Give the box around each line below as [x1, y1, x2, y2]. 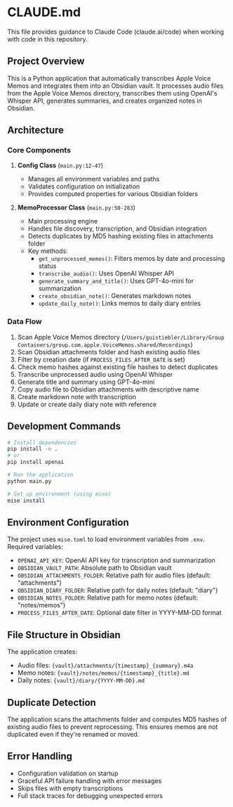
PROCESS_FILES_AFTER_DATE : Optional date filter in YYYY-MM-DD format [17, 609, 222, 617]
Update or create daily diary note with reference [17, 400, 157, 408]
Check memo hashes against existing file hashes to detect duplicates [17, 363, 218, 371]
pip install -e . [7, 446, 58, 453]
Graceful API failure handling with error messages [17, 776, 162, 785]
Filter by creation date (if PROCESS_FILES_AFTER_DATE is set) [17, 355, 186, 363]
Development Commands [7, 420, 121, 432]
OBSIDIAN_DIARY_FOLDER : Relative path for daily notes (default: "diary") [17, 586, 218, 595]
